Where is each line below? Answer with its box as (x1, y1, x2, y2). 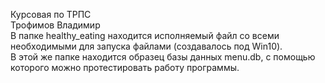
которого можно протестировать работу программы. (10, 62, 240, 73)
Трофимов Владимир (10, 19, 101, 31)
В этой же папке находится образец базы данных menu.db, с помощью (10, 51, 316, 63)
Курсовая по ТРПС (10, 9, 92, 20)
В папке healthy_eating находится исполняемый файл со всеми (10, 30, 280, 41)
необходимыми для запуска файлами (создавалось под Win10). (10, 40, 283, 52)
